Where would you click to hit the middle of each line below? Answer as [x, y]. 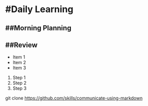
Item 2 [19, 63]
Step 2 [20, 83]
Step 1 [19, 78]
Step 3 [20, 88]
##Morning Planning [39, 28]
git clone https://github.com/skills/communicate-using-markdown [74, 98]
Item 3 [19, 68]
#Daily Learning [39, 9]
